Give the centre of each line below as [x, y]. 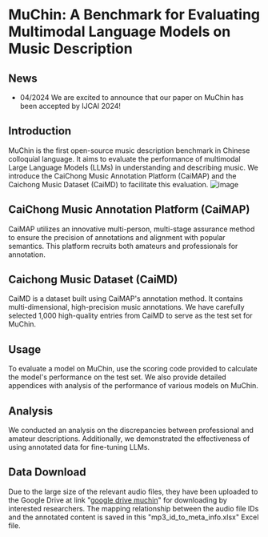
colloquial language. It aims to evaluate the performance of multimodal [125, 158]
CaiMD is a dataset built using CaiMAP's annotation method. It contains [126, 299]
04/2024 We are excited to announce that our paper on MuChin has [132, 97]
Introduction [40, 131]
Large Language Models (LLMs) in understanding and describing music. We [133, 167]
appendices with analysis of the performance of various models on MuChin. [133, 386]
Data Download [47, 473]
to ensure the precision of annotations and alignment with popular [117, 237]
